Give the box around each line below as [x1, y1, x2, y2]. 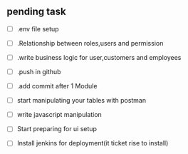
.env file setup [16, 24, 59, 33]
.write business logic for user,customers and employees [16, 53, 182, 61]
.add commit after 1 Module [16, 82, 98, 91]
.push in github [16, 68, 61, 76]
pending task [6, 6, 66, 18]
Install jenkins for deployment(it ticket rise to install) [16, 139, 169, 148]
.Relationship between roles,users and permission [16, 38, 164, 47]
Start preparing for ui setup [16, 125, 98, 133]
